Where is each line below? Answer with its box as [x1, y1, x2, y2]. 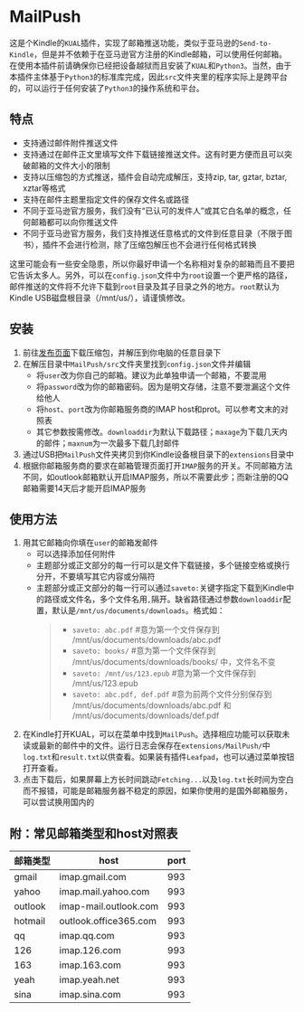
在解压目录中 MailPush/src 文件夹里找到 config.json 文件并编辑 [22, 358, 252, 369]
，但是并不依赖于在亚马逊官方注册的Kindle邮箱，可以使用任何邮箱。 [33, 48, 288, 60]
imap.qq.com [59, 930, 115, 942]
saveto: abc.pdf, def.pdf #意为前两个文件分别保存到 [71, 689, 272, 700]
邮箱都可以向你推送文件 [30, 216, 119, 227]
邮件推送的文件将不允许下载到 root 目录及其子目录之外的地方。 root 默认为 [9, 280, 280, 291]
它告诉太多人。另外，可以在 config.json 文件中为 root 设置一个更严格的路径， [9, 270, 292, 280]
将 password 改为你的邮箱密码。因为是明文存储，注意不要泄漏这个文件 [35, 381, 291, 392]
